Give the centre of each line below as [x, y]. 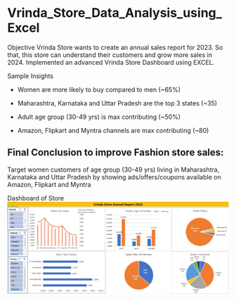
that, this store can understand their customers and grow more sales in [110, 55]
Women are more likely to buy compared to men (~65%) [99, 89]
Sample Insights [31, 76]
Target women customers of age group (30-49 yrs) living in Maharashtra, [113, 169]
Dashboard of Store [36, 198]
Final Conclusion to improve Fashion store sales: [116, 153]
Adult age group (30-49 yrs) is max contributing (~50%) [99, 117]
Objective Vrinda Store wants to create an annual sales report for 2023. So [115, 47]
